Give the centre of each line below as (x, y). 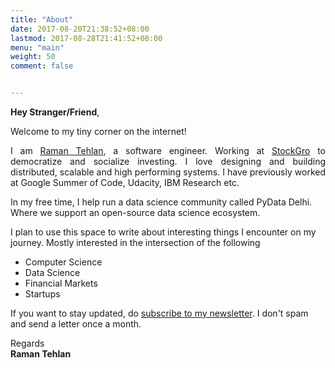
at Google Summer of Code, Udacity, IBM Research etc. (125, 182)
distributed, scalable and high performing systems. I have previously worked (168, 172)
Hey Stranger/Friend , (55, 112)
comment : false (42, 66)
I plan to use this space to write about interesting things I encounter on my (163, 232)
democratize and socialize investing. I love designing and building (168, 161)
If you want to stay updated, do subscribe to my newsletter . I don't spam (159, 313)
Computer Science (63, 262)
